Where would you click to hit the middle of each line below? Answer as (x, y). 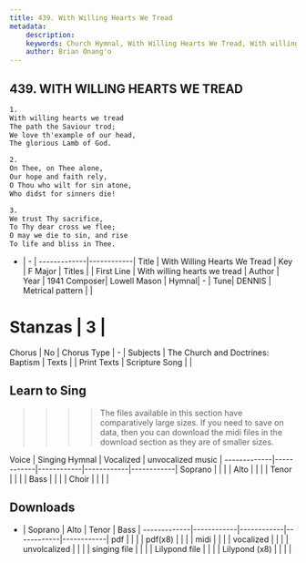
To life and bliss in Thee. (63, 244)
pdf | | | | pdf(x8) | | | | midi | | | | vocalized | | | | (199, 539)
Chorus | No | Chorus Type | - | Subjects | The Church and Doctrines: (139, 353)
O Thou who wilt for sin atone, (71, 185)
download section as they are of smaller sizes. (187, 442)
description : (51, 35)
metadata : (28, 26)
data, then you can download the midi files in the (191, 432)
